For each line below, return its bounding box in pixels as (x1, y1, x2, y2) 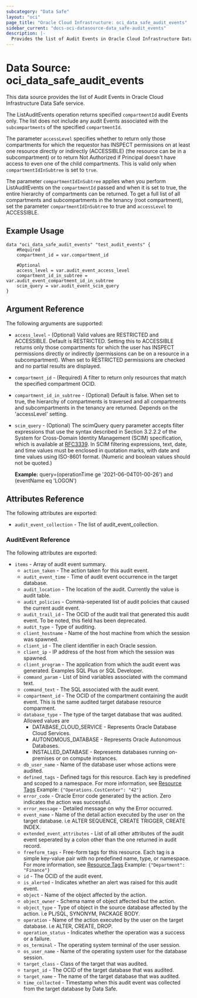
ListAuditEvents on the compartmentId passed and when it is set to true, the (6, 184, 187, 191)
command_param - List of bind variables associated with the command (23, 673, 188, 680)
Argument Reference (6, 304, 84, 314)
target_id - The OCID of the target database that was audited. (23, 966, 174, 973)
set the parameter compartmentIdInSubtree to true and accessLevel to (6, 203, 173, 210)
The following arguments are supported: (6, 319, 104, 327)
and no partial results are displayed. (14, 362, 101, 369)
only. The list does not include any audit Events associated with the (6, 117, 168, 124)
